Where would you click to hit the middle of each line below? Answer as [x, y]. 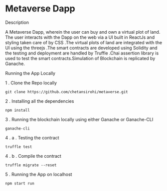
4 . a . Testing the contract [32, 137]
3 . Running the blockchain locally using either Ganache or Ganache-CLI [79, 119]
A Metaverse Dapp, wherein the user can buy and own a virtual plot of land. [83, 32]
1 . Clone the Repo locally [31, 83]
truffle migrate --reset [31, 165]
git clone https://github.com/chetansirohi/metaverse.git [67, 92]
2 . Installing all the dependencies [40, 101]
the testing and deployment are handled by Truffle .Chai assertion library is [82, 53]
